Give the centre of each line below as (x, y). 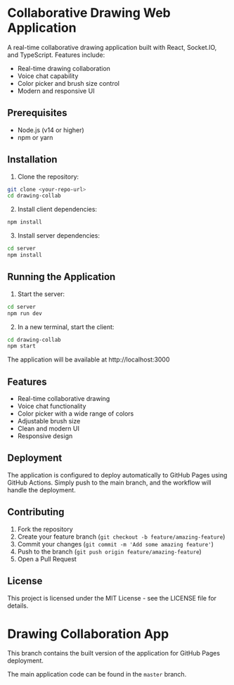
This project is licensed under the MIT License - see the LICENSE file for (112, 598)
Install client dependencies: (57, 210)
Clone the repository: (48, 177)
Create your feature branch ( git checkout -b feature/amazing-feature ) (121, 537)
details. (18, 606)
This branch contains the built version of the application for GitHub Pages (113, 653)
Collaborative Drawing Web (89, 13)
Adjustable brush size (49, 421)
